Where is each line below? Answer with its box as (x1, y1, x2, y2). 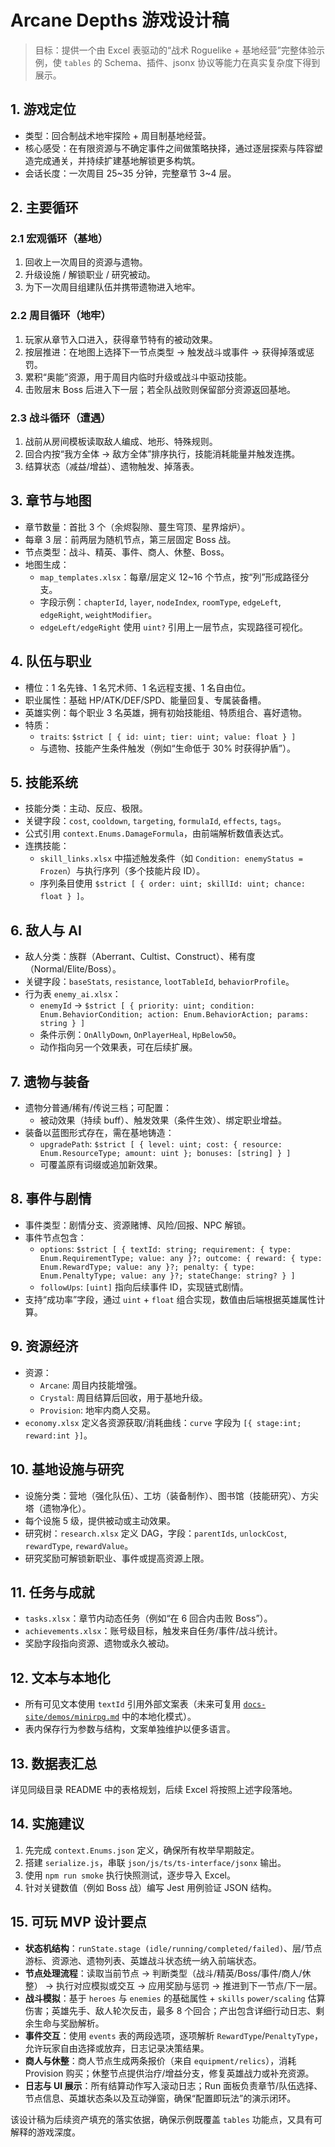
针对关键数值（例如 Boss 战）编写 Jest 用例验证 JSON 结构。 (24, 1881, 278, 1893)
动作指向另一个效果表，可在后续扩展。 (39, 1041, 198, 1053)
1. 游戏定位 (10, 101, 77, 118)
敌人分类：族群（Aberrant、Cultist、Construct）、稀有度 (24, 951, 256, 963)
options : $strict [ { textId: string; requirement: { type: (39, 1242, 292, 1255)
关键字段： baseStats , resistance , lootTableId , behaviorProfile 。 (24, 976, 295, 988)
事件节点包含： (24, 1231, 87, 1243)
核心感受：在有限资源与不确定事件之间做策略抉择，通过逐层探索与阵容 (24, 142, 315, 154)
